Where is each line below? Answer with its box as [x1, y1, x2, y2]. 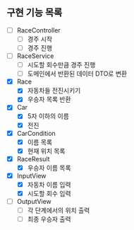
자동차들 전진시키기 [27, 86, 81, 95]
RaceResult [16, 154, 50, 163]
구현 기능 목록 [6, 6, 63, 19]
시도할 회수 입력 [27, 190, 71, 197]
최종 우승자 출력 [27, 215, 71, 224]
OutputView [16, 197, 52, 206]
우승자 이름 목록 [27, 163, 71, 172]
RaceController [16, 25, 61, 34]
